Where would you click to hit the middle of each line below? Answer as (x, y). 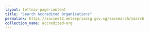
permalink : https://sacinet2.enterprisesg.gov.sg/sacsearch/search (75, 18)
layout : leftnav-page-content (36, 9)
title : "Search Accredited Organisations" (49, 14)
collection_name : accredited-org (39, 23)
